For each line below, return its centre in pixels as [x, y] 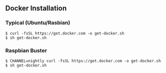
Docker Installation [36, 8]
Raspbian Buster [26, 50]
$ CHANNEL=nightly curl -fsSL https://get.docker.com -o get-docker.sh [83, 61]
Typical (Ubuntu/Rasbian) [38, 23]
